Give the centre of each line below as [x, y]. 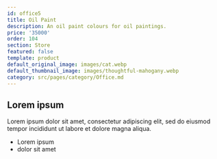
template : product [33, 58]
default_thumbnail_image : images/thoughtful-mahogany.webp [93, 71]
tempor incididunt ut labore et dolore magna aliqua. [79, 129]
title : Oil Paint [32, 20]
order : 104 [23, 39]
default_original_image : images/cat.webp [67, 64]
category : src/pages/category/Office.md [66, 77]
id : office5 [24, 13]
